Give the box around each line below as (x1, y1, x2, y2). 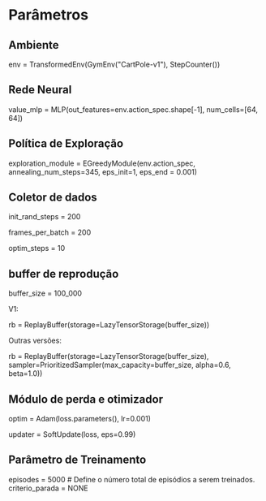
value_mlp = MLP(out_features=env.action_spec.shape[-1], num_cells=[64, (8, 104, 258, 114)
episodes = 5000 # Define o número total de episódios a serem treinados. (8, 474, 255, 484)
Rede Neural (8, 83, 72, 97)
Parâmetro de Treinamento (8, 453, 147, 467)
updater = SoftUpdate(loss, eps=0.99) (8, 430, 136, 439)
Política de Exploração (8, 136, 124, 151)
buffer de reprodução (8, 266, 119, 281)
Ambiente (8, 38, 59, 52)
